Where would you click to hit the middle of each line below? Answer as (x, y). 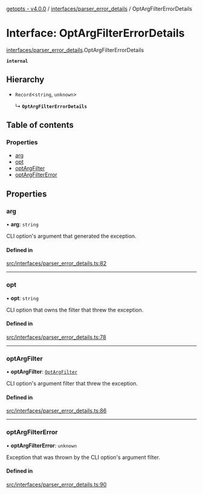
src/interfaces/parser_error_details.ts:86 (56, 411)
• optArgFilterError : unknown (42, 446)
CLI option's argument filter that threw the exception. (72, 384)
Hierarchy (25, 80)
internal (17, 61)
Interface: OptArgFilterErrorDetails (95, 33)
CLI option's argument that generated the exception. (72, 236)
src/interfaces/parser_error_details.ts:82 (56, 264)
